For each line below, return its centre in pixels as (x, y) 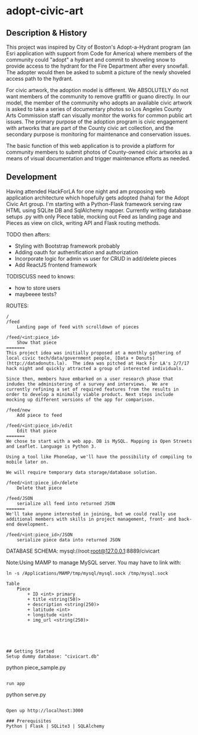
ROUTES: (17, 305)
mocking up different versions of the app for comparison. (81, 400)
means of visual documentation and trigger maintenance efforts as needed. (98, 158)
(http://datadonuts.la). (37, 363)
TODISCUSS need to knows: (41, 276)
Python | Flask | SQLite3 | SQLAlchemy (55, 726)
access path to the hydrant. (40, 79)
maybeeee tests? (36, 294)
